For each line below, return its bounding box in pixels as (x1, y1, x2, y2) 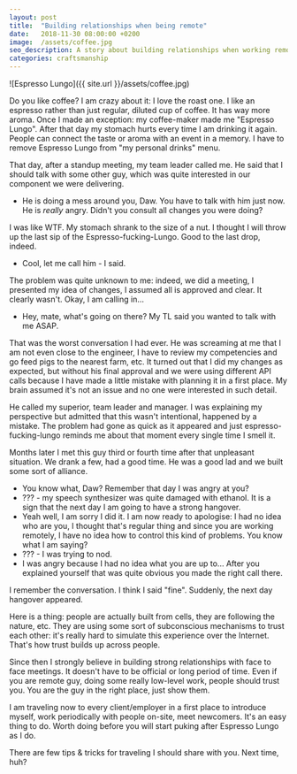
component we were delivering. (9, 179, 125, 188)
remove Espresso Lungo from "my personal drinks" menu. (9, 142, 221, 153)
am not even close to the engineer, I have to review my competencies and (9, 347, 278, 357)
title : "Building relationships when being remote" (9, 21, 208, 30)
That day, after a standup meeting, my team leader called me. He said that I (9, 160, 283, 170)
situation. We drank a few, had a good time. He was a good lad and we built (9, 456, 284, 467)
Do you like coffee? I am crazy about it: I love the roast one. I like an (9, 96, 255, 106)
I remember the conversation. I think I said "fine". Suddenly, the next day (9, 585, 273, 595)
